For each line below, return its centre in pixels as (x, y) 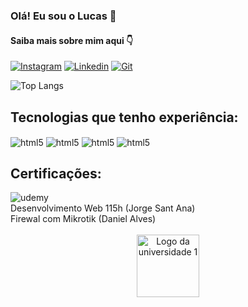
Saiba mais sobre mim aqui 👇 (72, 40)
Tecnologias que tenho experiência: (124, 117)
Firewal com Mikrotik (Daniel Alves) (83, 219)
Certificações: (56, 173)
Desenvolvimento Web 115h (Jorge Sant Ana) (103, 208)
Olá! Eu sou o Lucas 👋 (63, 16)
